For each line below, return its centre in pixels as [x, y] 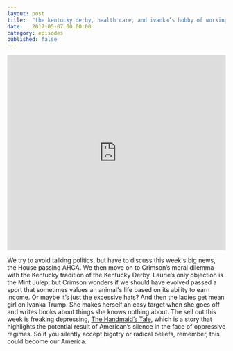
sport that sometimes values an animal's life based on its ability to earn [109, 290]
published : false [32, 40]
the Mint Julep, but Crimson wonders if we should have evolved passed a [112, 282]
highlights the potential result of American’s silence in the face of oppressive [116, 327]
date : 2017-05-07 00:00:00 [49, 26]
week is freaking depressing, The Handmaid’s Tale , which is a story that [110, 319]
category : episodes [35, 33]
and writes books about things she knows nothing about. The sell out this [112, 312]
